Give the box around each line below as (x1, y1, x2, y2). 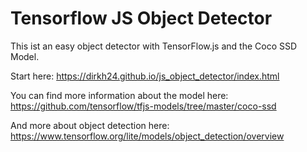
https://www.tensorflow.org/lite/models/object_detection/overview (10, 130, 285, 142)
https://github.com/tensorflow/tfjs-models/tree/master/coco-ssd (10, 100, 277, 112)
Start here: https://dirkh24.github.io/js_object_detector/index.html (10, 70, 280, 82)
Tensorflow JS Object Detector (10, 7, 273, 30)
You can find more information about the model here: (10, 89, 229, 101)
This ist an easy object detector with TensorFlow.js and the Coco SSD (10, 40, 298, 52)
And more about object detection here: (10, 119, 170, 131)
